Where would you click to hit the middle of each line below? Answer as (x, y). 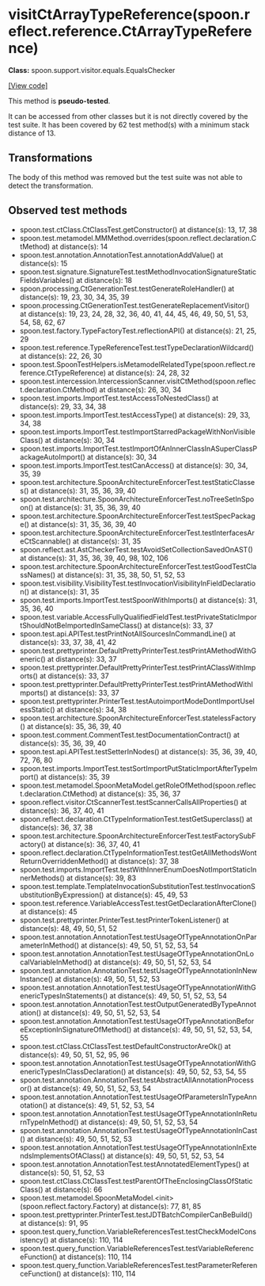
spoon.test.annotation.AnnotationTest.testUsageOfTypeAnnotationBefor (137, 1021)
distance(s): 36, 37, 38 (56, 827)
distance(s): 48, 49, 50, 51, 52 (68, 928)
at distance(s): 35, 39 (75, 777)
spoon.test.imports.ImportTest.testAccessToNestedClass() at (119, 398)
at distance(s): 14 (80, 246)
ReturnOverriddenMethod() (64, 861)
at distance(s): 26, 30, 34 (140, 389)
